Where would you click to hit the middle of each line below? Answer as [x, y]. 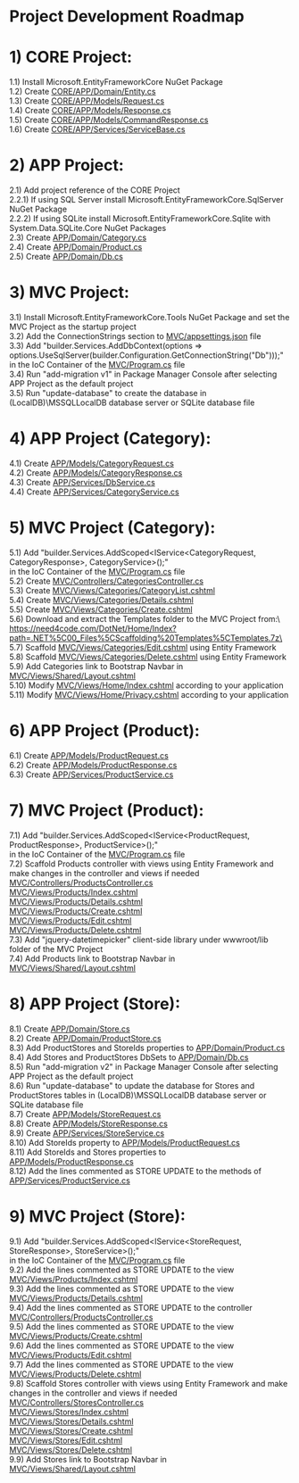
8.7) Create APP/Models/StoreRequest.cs [85, 1114]
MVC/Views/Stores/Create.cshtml [71, 1430]
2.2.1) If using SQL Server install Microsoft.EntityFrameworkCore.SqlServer [146, 200]
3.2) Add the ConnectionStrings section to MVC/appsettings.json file [135, 336]
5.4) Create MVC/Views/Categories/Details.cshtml [101, 600]
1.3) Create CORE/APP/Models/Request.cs [87, 101]
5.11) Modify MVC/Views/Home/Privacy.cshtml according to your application [149, 694]
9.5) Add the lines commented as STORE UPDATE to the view [122, 1326]
